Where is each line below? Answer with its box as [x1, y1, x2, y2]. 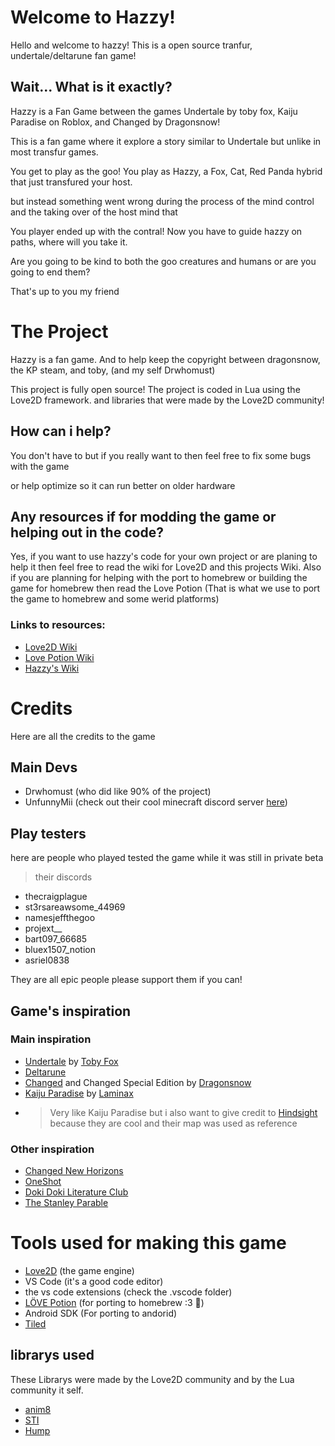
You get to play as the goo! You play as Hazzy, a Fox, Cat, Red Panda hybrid [10, 165, 323, 177]
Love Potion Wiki [24, 651, 95, 663]
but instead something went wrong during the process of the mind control [10, 195, 315, 207]
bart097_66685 [24, 933, 88, 945]
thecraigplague [24, 891, 88, 903]
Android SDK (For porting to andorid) [24, 1307, 178, 1320]
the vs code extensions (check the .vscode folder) [24, 1286, 233, 1298]
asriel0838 [24, 954, 70, 966]
